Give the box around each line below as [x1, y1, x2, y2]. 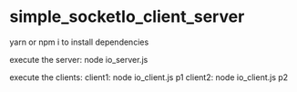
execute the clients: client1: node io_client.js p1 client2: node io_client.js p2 [9, 71, 289, 83]
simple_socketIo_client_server [9, 6, 245, 27]
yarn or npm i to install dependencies [9, 36, 149, 47]
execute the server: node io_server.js [9, 54, 148, 65]
